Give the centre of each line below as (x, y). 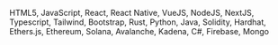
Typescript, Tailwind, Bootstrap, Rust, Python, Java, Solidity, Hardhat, (138, 22)
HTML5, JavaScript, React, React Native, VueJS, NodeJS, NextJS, (132, 13)
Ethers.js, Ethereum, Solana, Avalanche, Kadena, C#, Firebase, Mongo (139, 31)
